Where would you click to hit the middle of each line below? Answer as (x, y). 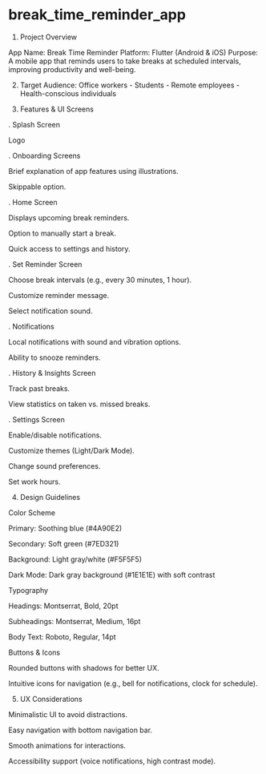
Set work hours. (35, 482)
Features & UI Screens (57, 109)
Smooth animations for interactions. (67, 745)
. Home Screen (33, 202)
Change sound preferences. (54, 466)
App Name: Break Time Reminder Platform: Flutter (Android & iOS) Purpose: (133, 52)
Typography (28, 590)
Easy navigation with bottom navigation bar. (81, 730)
